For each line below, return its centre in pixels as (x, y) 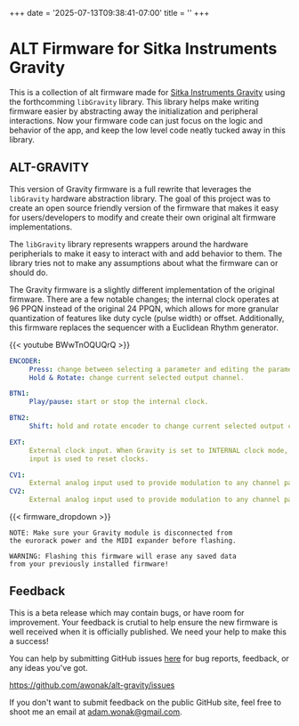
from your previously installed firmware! (89, 564)
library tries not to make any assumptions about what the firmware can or (144, 262)
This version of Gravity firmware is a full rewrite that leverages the (130, 189)
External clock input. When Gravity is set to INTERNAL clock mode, (159, 450)
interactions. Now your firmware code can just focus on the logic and (136, 120)
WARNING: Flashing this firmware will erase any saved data (123, 556)
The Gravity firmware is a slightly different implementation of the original (142, 289)
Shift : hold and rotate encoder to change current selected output (157, 426)
